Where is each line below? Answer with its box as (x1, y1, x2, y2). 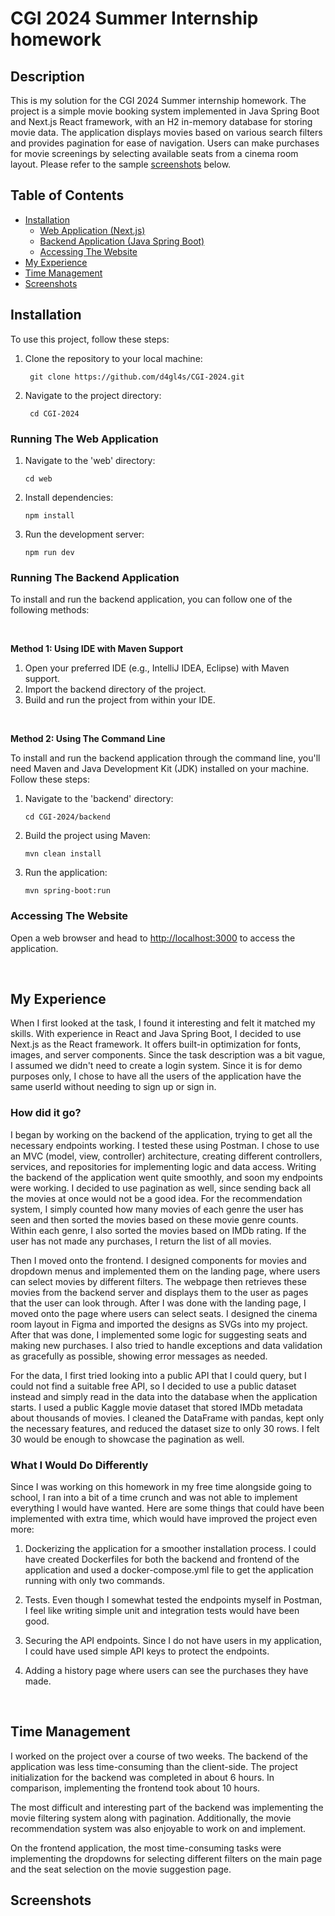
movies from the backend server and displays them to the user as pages (10, 1286, 309, 1298)
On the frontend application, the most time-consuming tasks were (10, 1842, 282, 1854)
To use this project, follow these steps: (10, 333, 170, 345)
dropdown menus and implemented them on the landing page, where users (10, 1265, 321, 1277)
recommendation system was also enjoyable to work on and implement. (10, 1822, 307, 1834)
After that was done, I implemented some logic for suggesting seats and (10, 1328, 308, 1341)
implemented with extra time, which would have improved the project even (10, 1512, 318, 1524)
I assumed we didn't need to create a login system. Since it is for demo (10, 1060, 303, 1072)
